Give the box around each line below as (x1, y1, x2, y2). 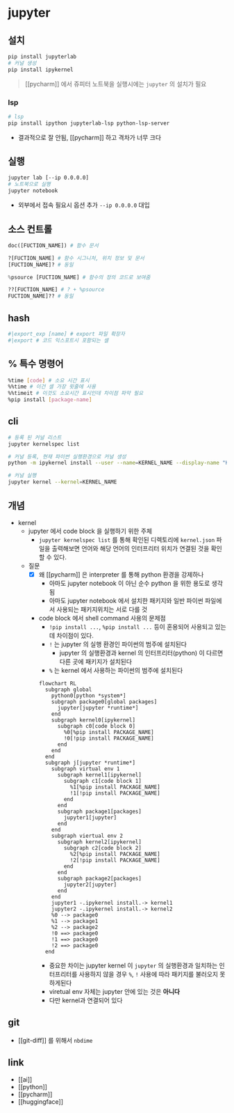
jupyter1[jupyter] (63, 814, 117, 821)
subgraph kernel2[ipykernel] (57, 838, 142, 846)
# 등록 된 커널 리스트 (8, 434, 62, 441)
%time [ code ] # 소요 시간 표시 (8, 377, 90, 384)
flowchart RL (38, 680, 77, 687)
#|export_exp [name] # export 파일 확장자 (8, 330, 126, 337)
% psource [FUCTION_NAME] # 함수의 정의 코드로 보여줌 (8, 274, 151, 281)
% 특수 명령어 (8, 358, 64, 370)
